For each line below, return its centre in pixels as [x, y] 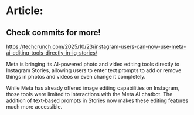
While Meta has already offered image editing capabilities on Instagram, [93, 88]
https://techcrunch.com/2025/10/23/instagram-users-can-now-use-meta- [96, 46]
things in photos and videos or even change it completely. [76, 77]
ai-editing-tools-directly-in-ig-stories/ [52, 53]
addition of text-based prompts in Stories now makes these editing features [97, 100]
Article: [25, 11]
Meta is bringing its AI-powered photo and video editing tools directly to [93, 64]
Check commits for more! [54, 33]
